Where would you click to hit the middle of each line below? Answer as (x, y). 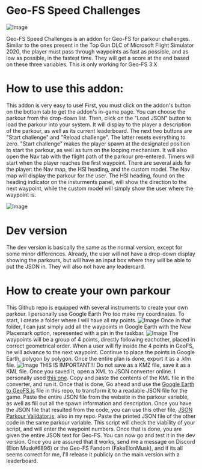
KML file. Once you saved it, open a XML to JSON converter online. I (91, 371)
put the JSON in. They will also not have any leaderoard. (76, 266)
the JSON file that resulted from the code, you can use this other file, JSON (99, 409)
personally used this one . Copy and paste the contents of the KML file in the (100, 378)
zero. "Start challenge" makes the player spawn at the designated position (98, 143)
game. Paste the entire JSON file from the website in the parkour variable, (98, 397)
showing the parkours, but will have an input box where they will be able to (99, 260)
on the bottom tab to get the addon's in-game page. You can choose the (96, 111)
